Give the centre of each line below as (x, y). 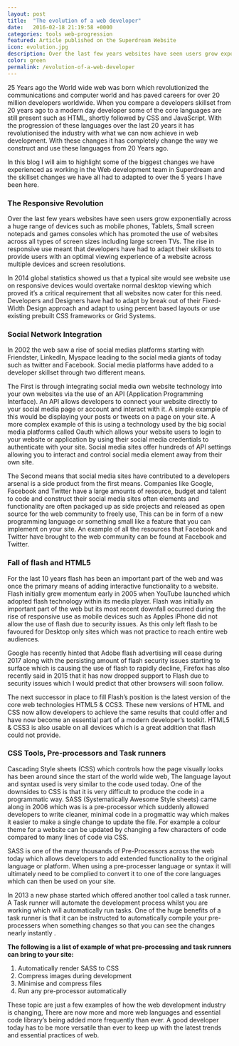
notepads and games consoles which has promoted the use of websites (113, 233)
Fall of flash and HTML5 (49, 563)
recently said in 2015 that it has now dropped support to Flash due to (108, 676)
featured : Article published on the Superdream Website (92, 41)
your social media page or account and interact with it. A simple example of (118, 409)
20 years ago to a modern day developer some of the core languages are (115, 110)
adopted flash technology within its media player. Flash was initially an (110, 601)
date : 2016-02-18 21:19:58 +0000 (60, 27)
